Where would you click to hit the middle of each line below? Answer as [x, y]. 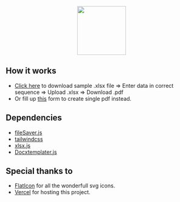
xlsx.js [22, 145]
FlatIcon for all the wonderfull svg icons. [65, 186]
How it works [31, 71]
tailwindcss [29, 139]
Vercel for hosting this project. [52, 192]
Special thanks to [39, 171]
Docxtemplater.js [36, 152]
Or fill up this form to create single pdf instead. [73, 98]
